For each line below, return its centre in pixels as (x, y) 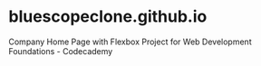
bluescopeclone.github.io (108, 17)
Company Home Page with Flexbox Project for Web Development (130, 42)
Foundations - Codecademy (61, 51)
